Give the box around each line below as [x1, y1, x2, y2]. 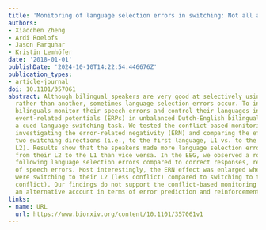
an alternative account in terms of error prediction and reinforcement [15, 187, 260, 196]
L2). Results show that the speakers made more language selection [15, 144, 243, 152]
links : [8, 195, 30, 203]
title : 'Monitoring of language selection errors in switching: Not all [8, 11, 253, 20]
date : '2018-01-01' [8, 56, 73, 64]
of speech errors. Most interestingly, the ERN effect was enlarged [15, 166, 246, 174]
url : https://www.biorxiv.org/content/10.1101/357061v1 [15, 210, 203, 218]
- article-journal [8, 77, 69, 85]
